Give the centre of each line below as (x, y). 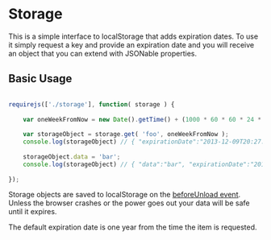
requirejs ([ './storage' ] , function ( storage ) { (92, 104)
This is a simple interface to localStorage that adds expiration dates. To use (133, 36)
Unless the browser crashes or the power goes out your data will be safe (129, 203)
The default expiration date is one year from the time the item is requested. (133, 227)
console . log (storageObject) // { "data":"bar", (104, 164)
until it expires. (33, 212)
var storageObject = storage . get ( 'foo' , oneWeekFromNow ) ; (126, 134)
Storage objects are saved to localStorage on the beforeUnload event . (125, 195)
